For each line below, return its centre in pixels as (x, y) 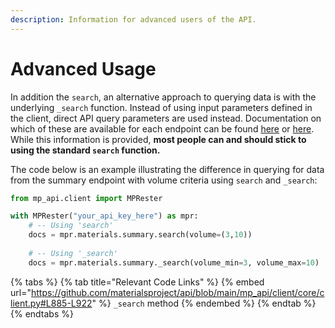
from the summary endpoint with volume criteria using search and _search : (164, 180)
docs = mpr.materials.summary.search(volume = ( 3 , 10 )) (140, 235)
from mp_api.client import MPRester (86, 198)
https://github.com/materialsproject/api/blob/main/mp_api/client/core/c (177, 292)
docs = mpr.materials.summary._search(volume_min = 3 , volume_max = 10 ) (174, 262)
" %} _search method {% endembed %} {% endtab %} (204, 303)
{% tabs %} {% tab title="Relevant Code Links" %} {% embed (137, 282)
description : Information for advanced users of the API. (133, 19)
